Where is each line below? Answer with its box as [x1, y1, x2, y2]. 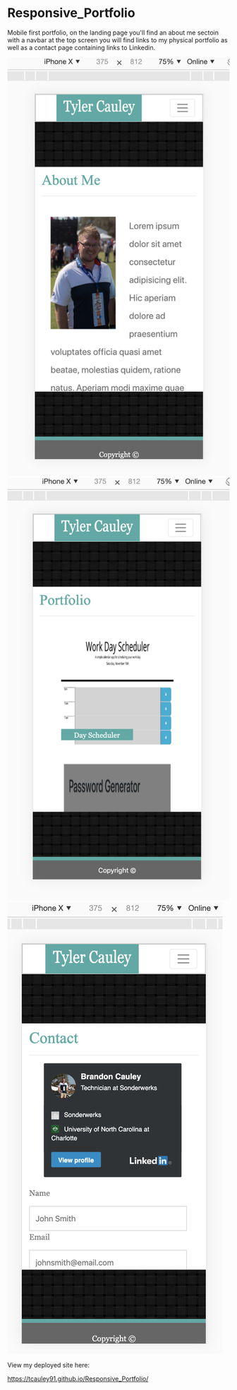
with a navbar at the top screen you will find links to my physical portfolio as [7, 35, 228, 44]
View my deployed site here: [7, 1360, 90, 1369]
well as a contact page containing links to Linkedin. [7, 43, 156, 52]
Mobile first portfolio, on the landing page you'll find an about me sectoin [7, 28, 219, 37]
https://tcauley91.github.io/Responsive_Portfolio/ [7, 1374, 149, 1383]
